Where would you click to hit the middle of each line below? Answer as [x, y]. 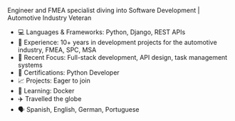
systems [30, 65]
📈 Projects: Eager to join [54, 80]
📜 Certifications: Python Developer [68, 73]
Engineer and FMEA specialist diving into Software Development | [104, 10]
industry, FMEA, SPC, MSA [57, 50]
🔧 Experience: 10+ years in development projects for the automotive [117, 42]
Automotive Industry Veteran [49, 18]
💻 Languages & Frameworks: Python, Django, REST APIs [101, 32]
